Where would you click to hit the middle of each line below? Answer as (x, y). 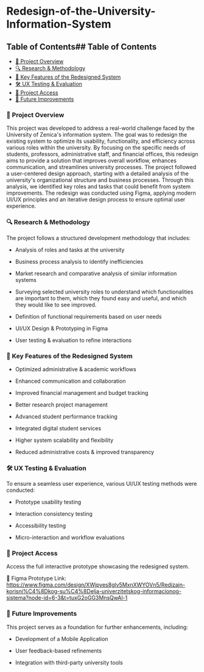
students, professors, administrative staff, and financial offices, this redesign (102, 154)
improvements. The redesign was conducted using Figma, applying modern (101, 193)
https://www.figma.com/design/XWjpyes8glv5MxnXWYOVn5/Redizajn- (96, 585)
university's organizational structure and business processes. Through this (100, 180)
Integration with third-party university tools (69, 662)
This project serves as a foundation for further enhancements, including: (97, 627)
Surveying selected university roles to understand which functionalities (104, 292)
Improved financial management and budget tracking (82, 392)
